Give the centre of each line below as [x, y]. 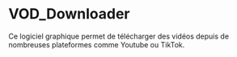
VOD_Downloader [70, 14]
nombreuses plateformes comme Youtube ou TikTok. [97, 44]
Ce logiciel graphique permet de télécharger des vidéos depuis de [118, 36]
